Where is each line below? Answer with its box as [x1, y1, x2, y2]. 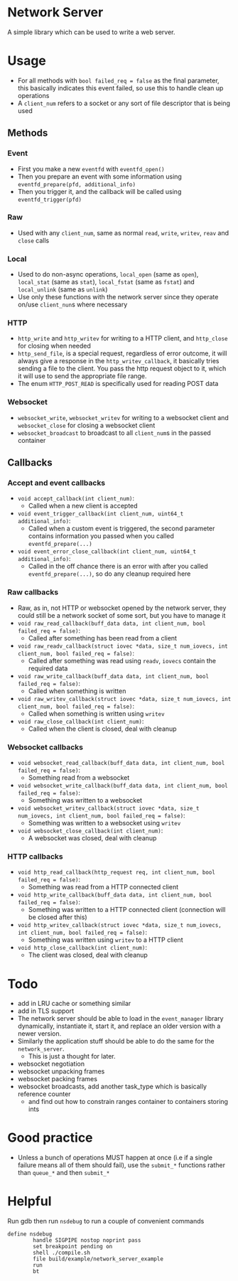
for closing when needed [17, 342, 91, 350]
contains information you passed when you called [28, 532, 174, 540]
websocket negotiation [17, 1060, 85, 1068]
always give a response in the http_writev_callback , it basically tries [17, 357, 220, 365]
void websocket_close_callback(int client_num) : [17, 826, 163, 835]
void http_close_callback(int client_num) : [17, 943, 148, 952]
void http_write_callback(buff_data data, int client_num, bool [17, 891, 212, 899]
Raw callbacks [7, 587, 59, 597]
